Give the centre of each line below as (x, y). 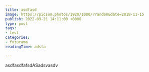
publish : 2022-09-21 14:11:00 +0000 (43, 19)
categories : (17, 38)
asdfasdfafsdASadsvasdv (32, 65)
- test (12, 33)
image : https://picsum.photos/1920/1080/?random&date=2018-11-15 (74, 14)
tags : (11, 28)
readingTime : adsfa (25, 47)
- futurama (16, 42)
